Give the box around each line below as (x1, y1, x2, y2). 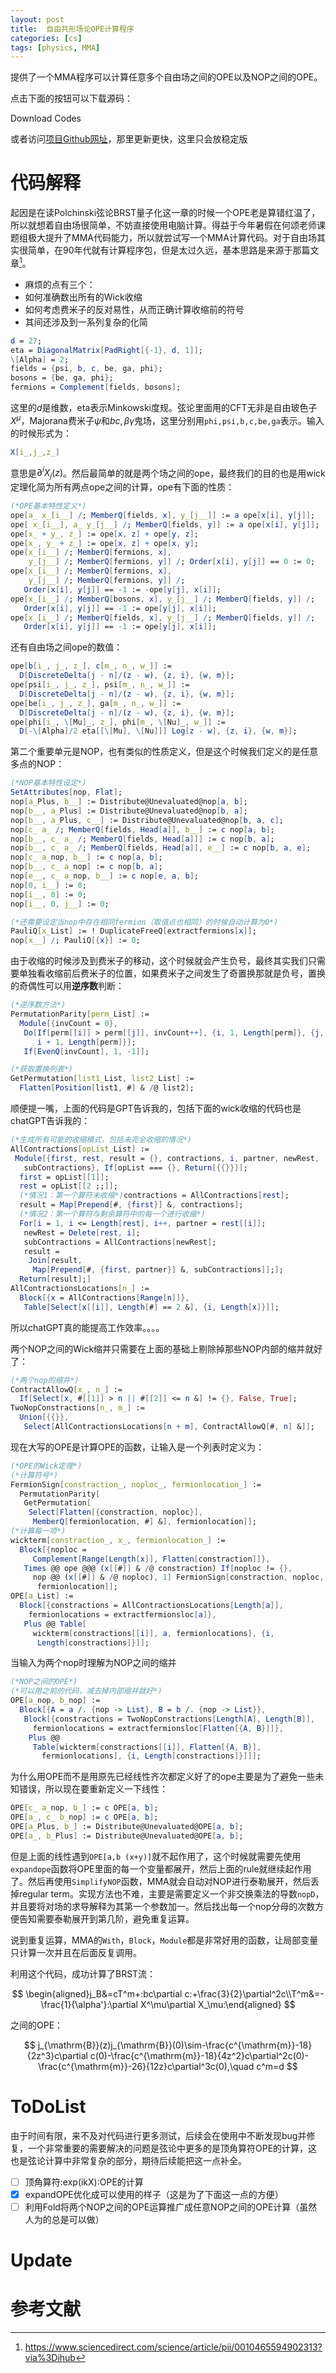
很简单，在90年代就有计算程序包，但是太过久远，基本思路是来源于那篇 (18, 244, 311, 256)
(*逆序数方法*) (10, 1000, 67, 1010)
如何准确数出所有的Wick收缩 (24, 291, 143, 303)
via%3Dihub (24, 2352, 76, 2364)
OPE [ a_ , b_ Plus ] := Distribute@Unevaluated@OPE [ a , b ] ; (10, 1831, 244, 1841)
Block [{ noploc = (19, 1544, 87, 1555)
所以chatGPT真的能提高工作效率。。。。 (10, 1321, 165, 1333)
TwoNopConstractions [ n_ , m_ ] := (10, 1403, 145, 1413)
